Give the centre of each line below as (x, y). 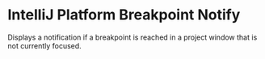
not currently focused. (44, 45)
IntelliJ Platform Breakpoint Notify (124, 15)
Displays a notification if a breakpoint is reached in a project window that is (132, 37)
